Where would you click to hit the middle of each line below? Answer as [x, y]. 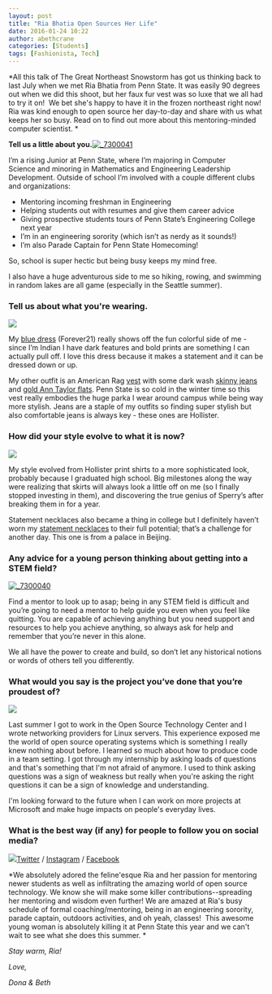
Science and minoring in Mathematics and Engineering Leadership [120, 169]
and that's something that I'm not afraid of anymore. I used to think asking [132, 768]
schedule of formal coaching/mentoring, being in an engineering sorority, [131, 909]
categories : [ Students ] [49, 46]
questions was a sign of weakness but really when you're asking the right [131, 776]
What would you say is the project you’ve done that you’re [126, 681]
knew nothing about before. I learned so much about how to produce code [133, 751]
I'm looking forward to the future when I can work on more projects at [125, 801]
